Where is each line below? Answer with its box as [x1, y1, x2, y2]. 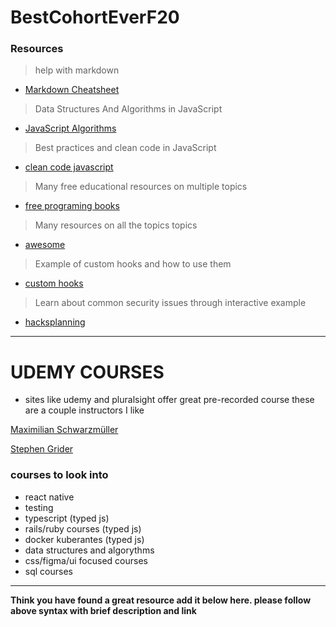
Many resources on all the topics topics [34, 219, 198, 231]
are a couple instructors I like [24, 404, 145, 416]
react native [24, 491, 75, 503]
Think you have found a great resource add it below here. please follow [10, 594, 312, 606]
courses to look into [10, 468, 109, 482]
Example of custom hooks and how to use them [34, 258, 232, 270]
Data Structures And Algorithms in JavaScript [34, 103, 223, 115]
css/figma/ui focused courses [24, 554, 148, 566]
